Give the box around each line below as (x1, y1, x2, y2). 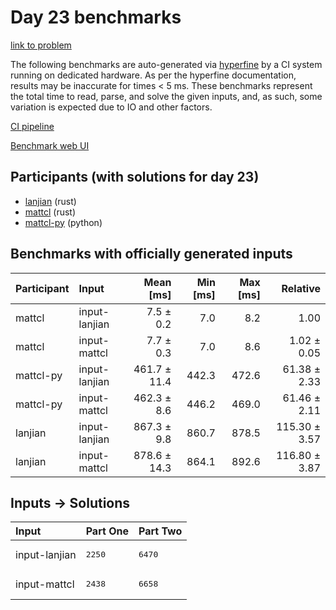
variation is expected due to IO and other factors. (10, 101, 213, 113)
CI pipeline (10, 120, 55, 132)
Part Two (138, 524, 183, 538)
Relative (281, 281, 321, 295)
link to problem (10, 39, 72, 51)
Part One (85, 524, 129, 538)
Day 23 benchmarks (10, 6, 182, 29)
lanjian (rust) (24, 195, 77, 207)
